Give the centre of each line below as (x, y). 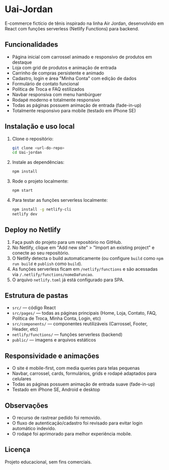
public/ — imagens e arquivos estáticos (54, 340)
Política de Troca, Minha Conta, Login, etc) (56, 318)
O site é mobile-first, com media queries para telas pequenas (76, 368)
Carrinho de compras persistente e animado (58, 73)
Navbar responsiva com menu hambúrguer (57, 94)
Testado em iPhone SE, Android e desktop (56, 390)
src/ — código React (34, 308)
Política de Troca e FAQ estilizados (48, 89)
